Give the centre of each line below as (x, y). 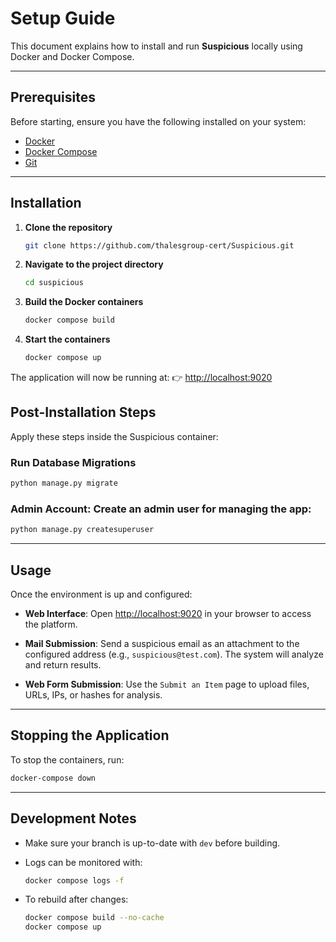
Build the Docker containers (84, 302)
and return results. (63, 665)
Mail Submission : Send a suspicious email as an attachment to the (162, 644)
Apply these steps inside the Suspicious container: (114, 436)
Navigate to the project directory (94, 264)
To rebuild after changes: (76, 899)
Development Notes (73, 818)
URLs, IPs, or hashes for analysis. (93, 695)
